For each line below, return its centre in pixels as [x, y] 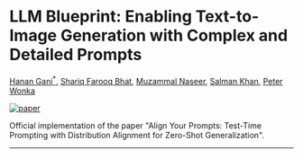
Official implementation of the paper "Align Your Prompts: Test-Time [136, 125]
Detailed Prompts [76, 55]
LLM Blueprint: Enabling [101, 17]
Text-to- [227, 17]
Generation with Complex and [174, 35]
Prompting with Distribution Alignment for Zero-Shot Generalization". [137, 135]
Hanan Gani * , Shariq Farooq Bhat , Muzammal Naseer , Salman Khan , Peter [146, 80]
